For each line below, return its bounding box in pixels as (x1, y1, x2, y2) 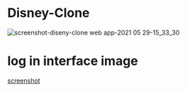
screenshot (7, 76, 40, 85)
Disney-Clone (7, 5, 90, 21)
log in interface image (7, 53, 138, 69)
